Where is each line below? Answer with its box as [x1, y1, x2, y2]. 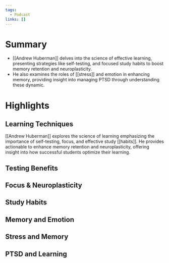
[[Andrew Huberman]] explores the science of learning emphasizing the [5, 133, 155, 139]
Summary [5, 38, 47, 50]
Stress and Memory [5, 233, 69, 241]
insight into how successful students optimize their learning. [5, 149, 130, 155]
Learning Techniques [5, 120, 74, 128]
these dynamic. [12, 82, 45, 88]
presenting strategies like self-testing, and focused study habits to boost [12, 61, 164, 67]
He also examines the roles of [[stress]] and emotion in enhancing [12, 71, 150, 77]
